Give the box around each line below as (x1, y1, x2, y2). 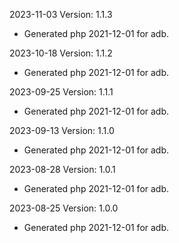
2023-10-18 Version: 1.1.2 (9, 47, 113, 59)
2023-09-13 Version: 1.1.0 (9, 125, 115, 136)
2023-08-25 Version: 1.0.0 (9, 202, 119, 214)
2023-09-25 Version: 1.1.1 (9, 86, 114, 98)
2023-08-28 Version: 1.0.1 (9, 164, 116, 175)
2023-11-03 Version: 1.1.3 (9, 9, 113, 20)
